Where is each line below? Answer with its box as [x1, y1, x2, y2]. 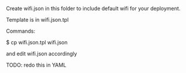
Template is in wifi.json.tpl [6, 16, 69, 23]
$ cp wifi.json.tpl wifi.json [6, 39, 68, 46]
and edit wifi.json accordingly [6, 50, 77, 57]
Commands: [6, 27, 36, 34]
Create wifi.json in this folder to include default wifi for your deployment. [6, 5, 181, 12]
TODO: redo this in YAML [6, 61, 67, 68]
